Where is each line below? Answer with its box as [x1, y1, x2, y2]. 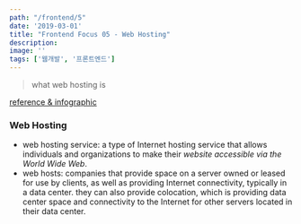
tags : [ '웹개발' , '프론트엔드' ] [9, 55, 115, 64]
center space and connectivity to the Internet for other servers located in [22, 196, 293, 207]
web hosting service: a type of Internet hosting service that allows [22, 140, 268, 151]
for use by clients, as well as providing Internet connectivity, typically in [22, 177, 288, 188]
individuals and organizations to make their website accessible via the [22, 149, 282, 159]
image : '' [9, 47, 47, 56]
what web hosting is [31, 80, 106, 90]
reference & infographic [9, 97, 97, 108]
